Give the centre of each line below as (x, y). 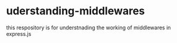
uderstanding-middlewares (75, 11)
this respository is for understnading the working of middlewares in (88, 27)
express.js (19, 33)
